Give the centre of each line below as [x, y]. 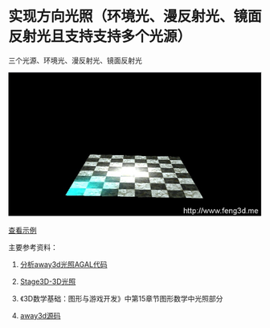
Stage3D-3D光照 [48, 281]
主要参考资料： [33, 247]
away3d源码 [40, 315]
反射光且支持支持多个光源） [100, 37]
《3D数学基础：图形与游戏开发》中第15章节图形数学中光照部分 [121, 298]
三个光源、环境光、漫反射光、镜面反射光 [75, 60]
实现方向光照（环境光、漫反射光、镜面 [135, 16]
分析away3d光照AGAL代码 [63, 264]
